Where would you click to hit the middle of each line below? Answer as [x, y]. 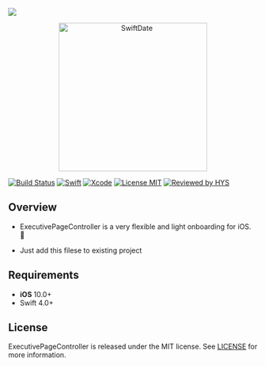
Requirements [44, 275]
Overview [33, 207]
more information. [37, 355]
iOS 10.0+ [36, 294]
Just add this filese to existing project [81, 250]
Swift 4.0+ [36, 303]
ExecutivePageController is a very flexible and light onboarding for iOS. [135, 227]
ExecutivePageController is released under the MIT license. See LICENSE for [133, 347]
